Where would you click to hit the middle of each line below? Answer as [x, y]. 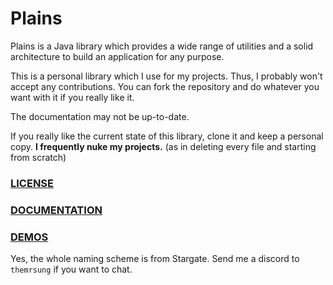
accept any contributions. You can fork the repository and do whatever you [165, 86]
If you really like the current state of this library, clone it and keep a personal [167, 136]
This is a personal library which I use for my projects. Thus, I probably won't [166, 76]
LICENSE [32, 183]
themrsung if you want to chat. [71, 269]
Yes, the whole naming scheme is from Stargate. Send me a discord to [155, 259]
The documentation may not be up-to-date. [100, 116]
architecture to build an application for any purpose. [117, 56]
